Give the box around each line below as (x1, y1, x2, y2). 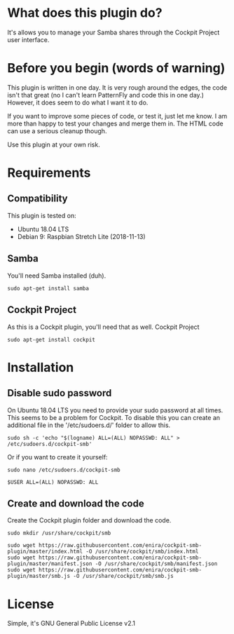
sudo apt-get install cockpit (7, 336, 96, 343)
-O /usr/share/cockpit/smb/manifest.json (95, 560, 218, 567)
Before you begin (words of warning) (7, 60, 226, 76)
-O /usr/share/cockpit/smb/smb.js (73, 573, 174, 580)
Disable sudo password (7, 387, 112, 399)
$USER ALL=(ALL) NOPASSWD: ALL (7, 478, 99, 485)
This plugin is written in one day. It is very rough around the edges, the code (7, 83, 228, 92)
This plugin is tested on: (7, 211, 76, 220)
